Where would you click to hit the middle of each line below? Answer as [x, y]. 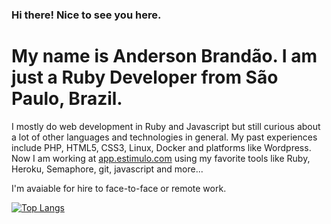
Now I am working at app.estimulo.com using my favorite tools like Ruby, [161, 158]
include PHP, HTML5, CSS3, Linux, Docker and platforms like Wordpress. [161, 147]
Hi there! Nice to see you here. [86, 15]
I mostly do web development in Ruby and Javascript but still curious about [166, 126]
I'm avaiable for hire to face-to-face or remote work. [119, 188]
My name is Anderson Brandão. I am [164, 56]
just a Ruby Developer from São [145, 77]
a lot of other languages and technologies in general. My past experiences [164, 137]
